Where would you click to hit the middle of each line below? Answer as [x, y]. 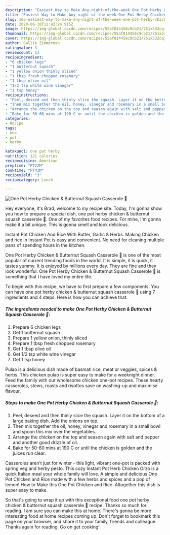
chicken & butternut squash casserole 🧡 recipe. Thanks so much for [76, 506]
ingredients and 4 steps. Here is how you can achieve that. [67, 297]
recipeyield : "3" [24, 175]
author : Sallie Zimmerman [32, 43]
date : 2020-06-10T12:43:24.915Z [39, 24]
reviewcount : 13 [22, 52]
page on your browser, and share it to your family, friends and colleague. [81, 522]
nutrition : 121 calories [31, 156]
